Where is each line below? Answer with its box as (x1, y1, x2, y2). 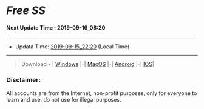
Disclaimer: (6, 76, 41, 84)
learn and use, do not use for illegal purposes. (6, 96, 121, 103)
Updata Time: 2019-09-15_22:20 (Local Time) (15, 43, 129, 50)
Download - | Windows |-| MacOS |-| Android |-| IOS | (21, 61, 155, 68)
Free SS (6, 4, 46, 18)
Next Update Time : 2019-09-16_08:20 (6, 24, 106, 31)
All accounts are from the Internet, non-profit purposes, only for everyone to (6, 89, 197, 97)
